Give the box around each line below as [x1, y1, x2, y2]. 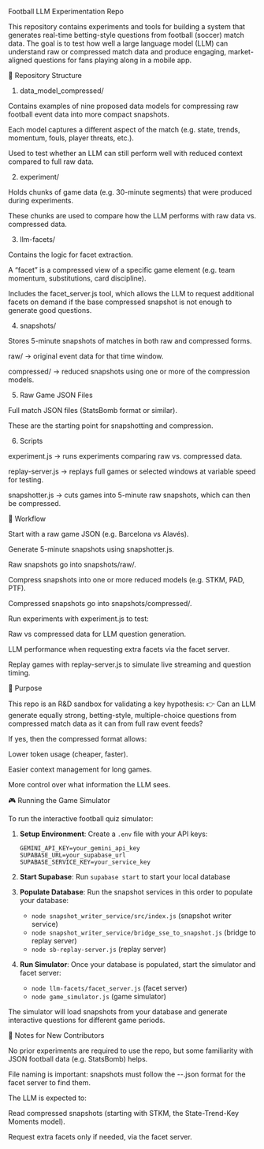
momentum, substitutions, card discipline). [8, 273, 147, 283]
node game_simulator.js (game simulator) [31, 992, 167, 1001]
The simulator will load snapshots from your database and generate [8, 1007, 228, 1016]
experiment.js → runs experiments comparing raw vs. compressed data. [8, 452, 243, 460]
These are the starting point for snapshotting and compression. [8, 421, 214, 430]
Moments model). [8, 1117, 65, 1126]
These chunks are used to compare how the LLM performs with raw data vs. [8, 211, 257, 220]
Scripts [19, 437, 43, 445]
